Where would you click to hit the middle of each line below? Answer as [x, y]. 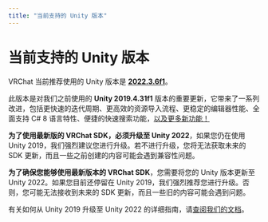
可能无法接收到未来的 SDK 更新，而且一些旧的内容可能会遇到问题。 [140, 192]
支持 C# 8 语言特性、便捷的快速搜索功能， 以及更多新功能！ [112, 118]
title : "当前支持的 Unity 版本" [58, 16]
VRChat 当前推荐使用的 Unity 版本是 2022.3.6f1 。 [91, 81]
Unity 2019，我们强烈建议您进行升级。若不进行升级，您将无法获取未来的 [127, 145]
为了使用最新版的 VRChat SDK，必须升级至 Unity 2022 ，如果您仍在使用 [127, 135]
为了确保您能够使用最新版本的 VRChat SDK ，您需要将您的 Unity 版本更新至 [132, 172]
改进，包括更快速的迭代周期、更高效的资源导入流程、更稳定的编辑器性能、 [130, 108]
